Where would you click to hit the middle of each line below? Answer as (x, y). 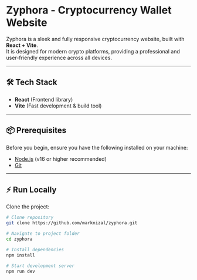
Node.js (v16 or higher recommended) (60, 158)
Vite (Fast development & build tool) (58, 106)
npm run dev (21, 271)
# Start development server (40, 266)
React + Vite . (22, 45)
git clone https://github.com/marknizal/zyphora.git (72, 223)
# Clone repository (30, 218)
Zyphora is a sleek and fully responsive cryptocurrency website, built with (95, 39)
